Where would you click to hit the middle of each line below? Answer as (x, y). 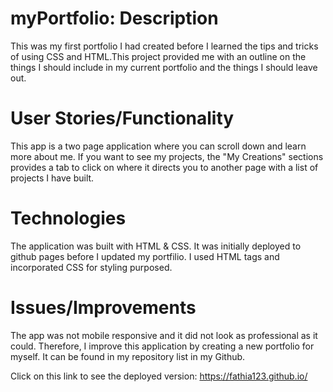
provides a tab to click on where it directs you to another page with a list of (164, 167)
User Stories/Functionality (122, 118)
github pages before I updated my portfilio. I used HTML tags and (145, 256)
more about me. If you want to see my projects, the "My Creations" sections (167, 156)
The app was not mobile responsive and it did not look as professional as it (164, 335)
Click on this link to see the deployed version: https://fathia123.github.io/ (159, 376)
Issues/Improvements (103, 308)
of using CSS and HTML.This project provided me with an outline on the (158, 56)
